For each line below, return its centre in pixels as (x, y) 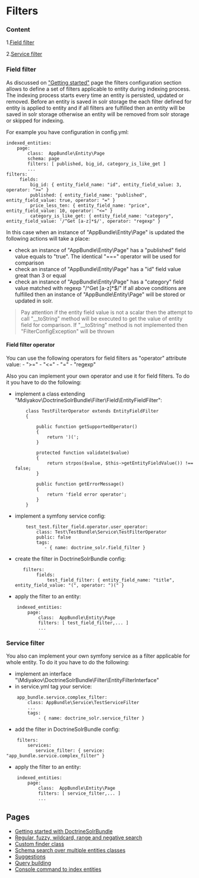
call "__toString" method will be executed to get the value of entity (102, 318)
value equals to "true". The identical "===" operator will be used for (97, 256)
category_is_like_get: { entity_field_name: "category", (102, 216)
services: (40, 746)
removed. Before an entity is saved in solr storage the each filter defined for (99, 101)
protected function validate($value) (83, 453)
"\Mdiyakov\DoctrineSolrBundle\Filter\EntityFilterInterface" (87, 680)
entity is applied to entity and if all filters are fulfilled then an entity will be (96, 108)
